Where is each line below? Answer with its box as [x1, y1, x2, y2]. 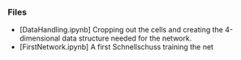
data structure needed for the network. [62, 33, 192, 43]
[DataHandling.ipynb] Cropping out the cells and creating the [19, 25, 224, 35]
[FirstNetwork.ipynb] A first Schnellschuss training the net [19, 42, 214, 52]
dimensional [19, 33, 61, 43]
